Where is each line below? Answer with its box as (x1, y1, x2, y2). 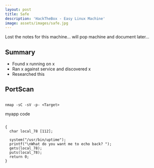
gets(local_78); (9, 146, 42, 151)
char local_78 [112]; (9, 129, 53, 134)
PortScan (5, 85, 34, 94)
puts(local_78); (9, 150, 42, 155)
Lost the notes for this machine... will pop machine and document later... (5, 34, 150, 40)
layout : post (5, 7, 32, 12)
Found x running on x (12, 61, 55, 67)
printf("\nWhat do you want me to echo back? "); (9, 141, 112, 146)
